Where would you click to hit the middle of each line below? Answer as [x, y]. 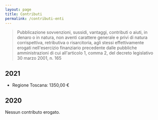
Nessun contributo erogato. [33, 112]
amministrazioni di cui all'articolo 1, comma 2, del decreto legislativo [85, 53]
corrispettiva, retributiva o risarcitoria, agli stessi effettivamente [80, 43]
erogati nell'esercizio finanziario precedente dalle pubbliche [77, 48]
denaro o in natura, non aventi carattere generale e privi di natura [82, 37]
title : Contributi [24, 14]
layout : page [18, 9]
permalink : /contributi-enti [35, 18]
